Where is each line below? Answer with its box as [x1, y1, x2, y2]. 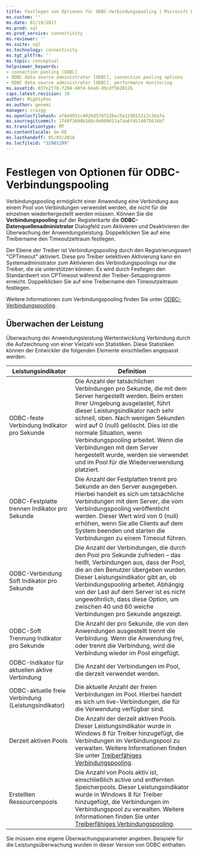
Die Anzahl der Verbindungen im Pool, [75, 662, 180, 671]
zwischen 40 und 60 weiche [75, 602, 154, 611]
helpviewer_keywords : [6, 63, 60, 70]
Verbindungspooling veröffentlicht [75, 505, 170, 513]
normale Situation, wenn [75, 428, 143, 437]
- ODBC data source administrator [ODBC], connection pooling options [6, 74, 183, 80]
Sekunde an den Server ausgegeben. [75, 483, 178, 491]
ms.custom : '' [6, 14, 41, 20]
